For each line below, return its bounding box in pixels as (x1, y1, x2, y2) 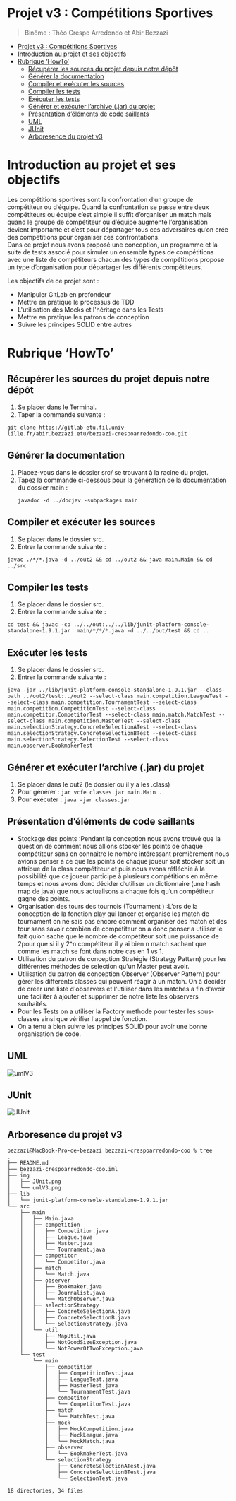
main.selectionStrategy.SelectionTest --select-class (7, 736, 169, 743)
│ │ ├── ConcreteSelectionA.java (20, 1308, 131, 1315)
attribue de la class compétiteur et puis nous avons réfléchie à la (17, 864, 206, 873)
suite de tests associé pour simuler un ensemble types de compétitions (7, 247, 214, 256)
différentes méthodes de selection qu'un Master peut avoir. (17, 962, 190, 970)
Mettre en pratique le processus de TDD (17, 298, 135, 306)
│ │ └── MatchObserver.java (20, 1295, 115, 1303)
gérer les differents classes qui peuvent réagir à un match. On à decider (17, 977, 227, 985)
